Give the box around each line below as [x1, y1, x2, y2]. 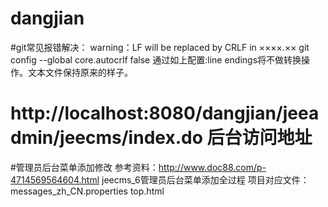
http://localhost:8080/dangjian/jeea [10, 102, 320, 125]
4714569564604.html [10, 173, 100, 186]
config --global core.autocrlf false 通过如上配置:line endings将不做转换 [10, 53, 302, 66]
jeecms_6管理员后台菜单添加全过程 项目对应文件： [101, 173, 310, 186]
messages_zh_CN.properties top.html [10, 185, 165, 197]
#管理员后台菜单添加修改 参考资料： [10, 161, 159, 173]
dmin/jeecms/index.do [10, 127, 203, 149]
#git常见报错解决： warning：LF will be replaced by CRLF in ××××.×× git [10, 41, 310, 53]
